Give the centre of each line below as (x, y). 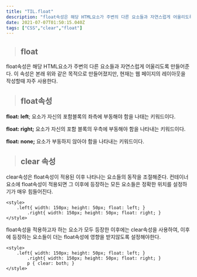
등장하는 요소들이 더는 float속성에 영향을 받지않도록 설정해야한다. (86, 237)
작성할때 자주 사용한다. (32, 81)
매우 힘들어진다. (35, 191)
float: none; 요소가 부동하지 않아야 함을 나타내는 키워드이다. (75, 141)
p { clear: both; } (51, 263)
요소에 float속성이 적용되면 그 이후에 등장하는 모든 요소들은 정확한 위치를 (89, 184)
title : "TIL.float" (30, 11)
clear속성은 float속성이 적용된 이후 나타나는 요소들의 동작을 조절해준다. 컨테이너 (97, 177)
